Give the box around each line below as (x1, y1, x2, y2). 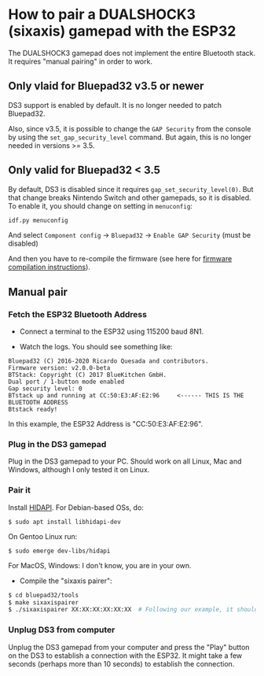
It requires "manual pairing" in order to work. (8, 57, 153, 66)
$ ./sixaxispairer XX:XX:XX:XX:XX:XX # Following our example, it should (8, 606, 258, 614)
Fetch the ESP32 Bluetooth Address (8, 308, 148, 320)
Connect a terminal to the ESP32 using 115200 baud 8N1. (19, 327, 204, 336)
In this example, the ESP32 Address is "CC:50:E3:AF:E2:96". (8, 419, 203, 429)
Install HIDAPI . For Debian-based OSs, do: (8, 502, 144, 512)
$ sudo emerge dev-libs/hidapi (8, 547, 111, 555)
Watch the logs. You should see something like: (19, 342, 173, 352)
